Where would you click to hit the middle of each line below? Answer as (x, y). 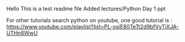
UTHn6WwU (22, 33)
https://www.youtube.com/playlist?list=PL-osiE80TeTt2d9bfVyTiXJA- (92, 27)
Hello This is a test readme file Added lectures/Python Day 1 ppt (86, 9)
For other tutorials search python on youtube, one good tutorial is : (89, 20)
